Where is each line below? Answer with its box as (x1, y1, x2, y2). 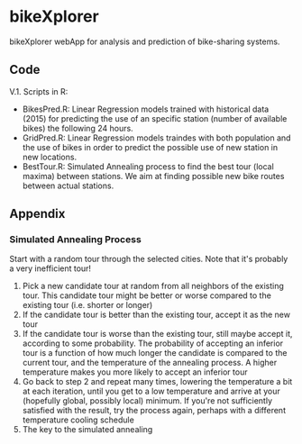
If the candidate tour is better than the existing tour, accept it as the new (22, 309, 291, 321)
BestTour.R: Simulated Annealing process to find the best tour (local (22, 160, 275, 172)
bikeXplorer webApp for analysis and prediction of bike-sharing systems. (9, 36, 280, 47)
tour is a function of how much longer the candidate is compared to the (22, 348, 288, 358)
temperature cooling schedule (22, 414, 135, 425)
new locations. (22, 151, 78, 162)
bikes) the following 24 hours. (22, 122, 133, 133)
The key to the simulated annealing (22, 424, 153, 435)
